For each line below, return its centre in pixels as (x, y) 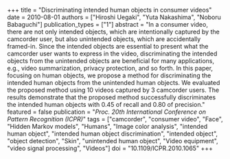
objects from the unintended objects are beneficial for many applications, (111, 61)
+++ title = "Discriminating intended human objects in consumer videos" (110, 10)
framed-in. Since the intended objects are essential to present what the (108, 46)
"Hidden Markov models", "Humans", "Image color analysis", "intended (107, 126)
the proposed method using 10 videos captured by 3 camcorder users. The (113, 90)
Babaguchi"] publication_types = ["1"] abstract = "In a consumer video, (107, 24)
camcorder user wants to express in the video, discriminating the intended (112, 53)
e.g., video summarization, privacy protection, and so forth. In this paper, (110, 68)
